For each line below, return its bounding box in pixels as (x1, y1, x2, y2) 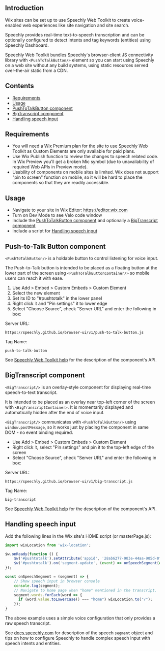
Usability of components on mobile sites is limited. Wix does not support (12, 169, 159, 175)
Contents (5, 82, 34, 90)
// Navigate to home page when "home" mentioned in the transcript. (14, 588, 157, 593)
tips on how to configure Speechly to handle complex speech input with (5, 635, 151, 641)
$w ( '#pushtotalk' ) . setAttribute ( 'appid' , (14, 556, 100, 561)
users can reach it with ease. (5, 275, 64, 281)
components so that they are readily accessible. (12, 180, 110, 186)
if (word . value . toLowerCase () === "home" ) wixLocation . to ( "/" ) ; (18, 597, 153, 602)
